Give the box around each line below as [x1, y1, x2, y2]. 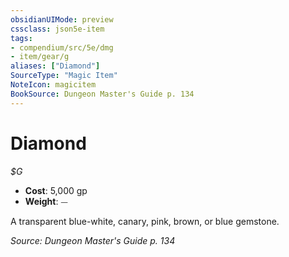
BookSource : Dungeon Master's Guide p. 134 [10, 89, 195, 99]
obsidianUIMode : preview [10, 14, 114, 25]
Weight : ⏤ [24, 195, 68, 207]
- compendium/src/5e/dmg [10, 42, 114, 53]
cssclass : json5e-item [10, 24, 105, 34]
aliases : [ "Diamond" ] [10, 61, 101, 71]
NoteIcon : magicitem [10, 80, 97, 90]
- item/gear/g [10, 52, 70, 62]
